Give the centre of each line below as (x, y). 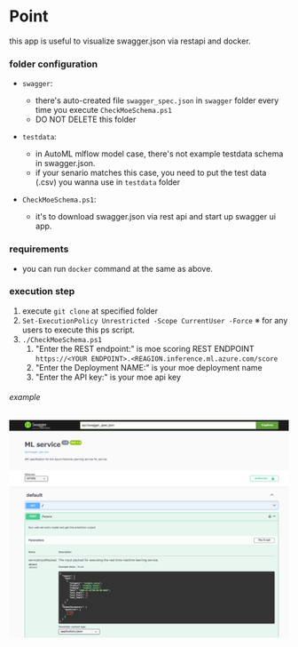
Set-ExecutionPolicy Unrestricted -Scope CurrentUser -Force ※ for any (155, 320)
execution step (42, 292)
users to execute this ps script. (78, 330)
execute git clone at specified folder (90, 311)
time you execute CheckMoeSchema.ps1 (104, 110)
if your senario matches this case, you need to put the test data (151, 173)
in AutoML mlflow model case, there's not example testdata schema (159, 154)
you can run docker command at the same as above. (117, 268)
